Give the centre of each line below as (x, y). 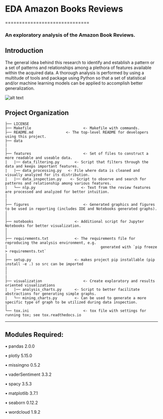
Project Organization (37, 113)
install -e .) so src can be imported (44, 264)
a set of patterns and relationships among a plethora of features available (78, 67)
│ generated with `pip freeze (81, 247)
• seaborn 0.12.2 (22, 403)
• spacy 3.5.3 (18, 384)
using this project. (26, 137)
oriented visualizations (30, 285)
